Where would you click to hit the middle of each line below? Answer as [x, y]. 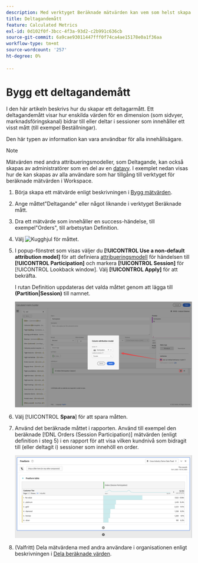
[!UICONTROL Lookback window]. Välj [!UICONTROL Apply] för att [96, 269]
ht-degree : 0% [24, 56]
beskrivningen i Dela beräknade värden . [63, 554]
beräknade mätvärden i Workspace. [49, 181]
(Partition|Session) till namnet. [52, 293]
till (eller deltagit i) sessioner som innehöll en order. [77, 447]
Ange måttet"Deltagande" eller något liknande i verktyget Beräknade [98, 203]
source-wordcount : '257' [37, 50]
